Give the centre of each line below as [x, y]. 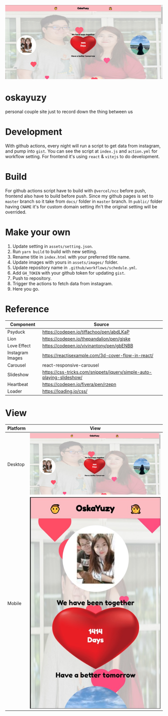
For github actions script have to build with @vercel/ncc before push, [76, 191]
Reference [27, 309]
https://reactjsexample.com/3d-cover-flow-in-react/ [98, 355]
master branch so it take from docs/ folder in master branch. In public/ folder [84, 201]
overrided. [16, 212]
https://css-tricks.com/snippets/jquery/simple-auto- [97, 372]
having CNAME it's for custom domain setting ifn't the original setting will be [81, 207]
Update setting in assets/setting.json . [53, 246]
